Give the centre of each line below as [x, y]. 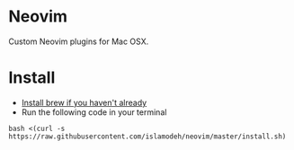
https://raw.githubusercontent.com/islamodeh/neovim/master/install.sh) [147, 137]
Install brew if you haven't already [84, 102]
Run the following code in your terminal [94, 112]
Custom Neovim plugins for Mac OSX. [79, 41]
